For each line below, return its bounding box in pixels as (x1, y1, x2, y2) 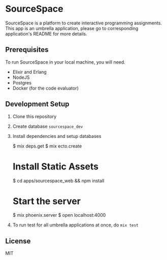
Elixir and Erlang (12, 69, 47, 75)
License (5, 237, 31, 245)
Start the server (12, 195, 81, 207)
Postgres (12, 79, 32, 85)
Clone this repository (12, 113, 57, 120)
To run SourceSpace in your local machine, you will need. (5, 59, 125, 65)
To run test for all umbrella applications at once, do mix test (12, 222, 139, 228)
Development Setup (5, 100, 70, 108)
